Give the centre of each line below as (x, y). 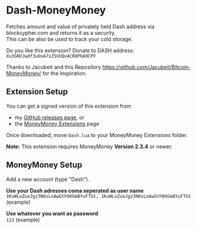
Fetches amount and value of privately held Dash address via (81, 26)
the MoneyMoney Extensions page (57, 124)
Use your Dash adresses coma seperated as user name (75, 190)
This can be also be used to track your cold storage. (69, 39)
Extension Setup (37, 92)
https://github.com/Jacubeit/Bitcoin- (147, 67)
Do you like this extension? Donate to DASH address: (70, 50)
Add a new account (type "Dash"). (48, 179)
